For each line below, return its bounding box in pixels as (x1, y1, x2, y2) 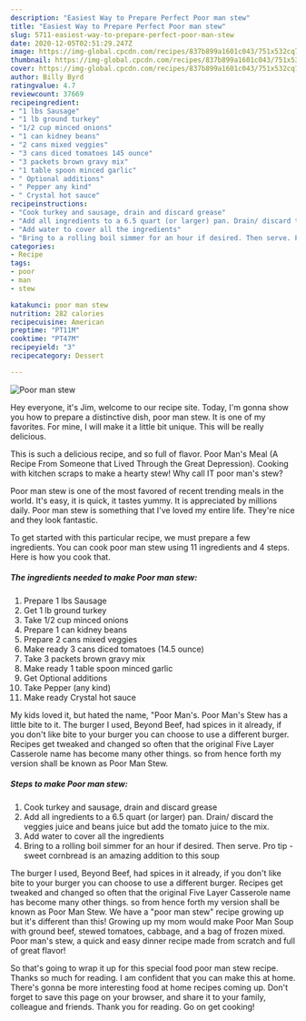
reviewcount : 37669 (10, 89, 84, 98)
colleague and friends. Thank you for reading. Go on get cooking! (10, 1001, 255, 1012)
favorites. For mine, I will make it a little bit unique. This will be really (10, 420, 264, 432)
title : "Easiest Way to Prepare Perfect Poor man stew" (10, 22, 226, 31)
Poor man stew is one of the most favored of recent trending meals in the (10, 485, 284, 496)
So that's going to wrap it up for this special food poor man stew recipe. (10, 962, 279, 974)
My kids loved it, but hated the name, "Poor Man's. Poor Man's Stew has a (10, 709, 289, 720)
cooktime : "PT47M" (10, 334, 80, 344)
